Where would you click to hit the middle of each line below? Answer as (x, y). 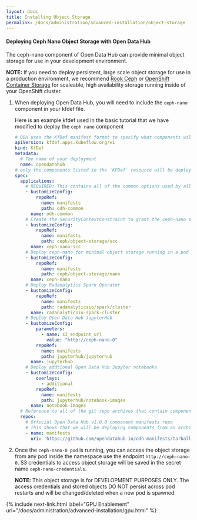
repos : (28, 417)
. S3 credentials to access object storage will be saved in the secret (99, 462)
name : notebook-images (58, 406)
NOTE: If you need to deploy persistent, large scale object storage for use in (98, 72)
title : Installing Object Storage (49, 17)
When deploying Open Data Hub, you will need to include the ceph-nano (101, 102)
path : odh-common (62, 208)
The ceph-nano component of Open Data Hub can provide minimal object (95, 54)
